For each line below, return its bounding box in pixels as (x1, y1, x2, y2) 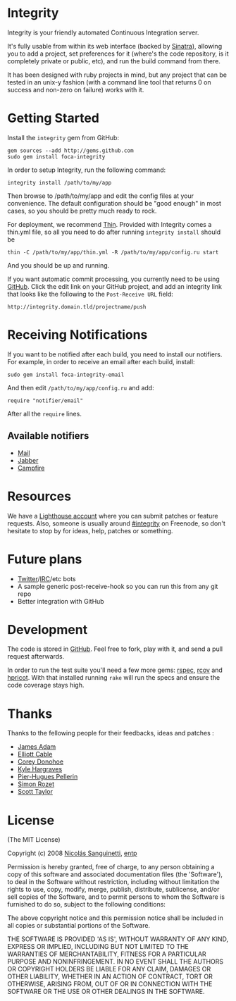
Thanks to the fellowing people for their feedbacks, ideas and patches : (7, 729, 215, 738)
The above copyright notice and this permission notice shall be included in (7, 914, 223, 922)
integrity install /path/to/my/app (7, 179, 112, 186)
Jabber (17, 456, 39, 464)
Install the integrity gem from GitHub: (7, 133, 120, 142)
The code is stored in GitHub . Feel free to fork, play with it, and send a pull (7, 645, 223, 653)
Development (7, 621, 88, 638)
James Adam (17, 742, 56, 751)
